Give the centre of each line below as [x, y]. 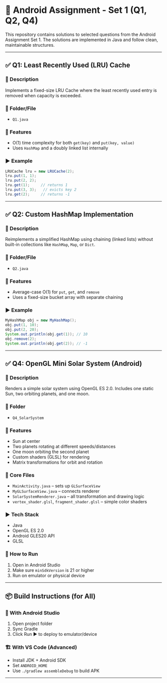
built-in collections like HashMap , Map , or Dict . [50, 245]
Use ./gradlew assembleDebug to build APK [56, 671]
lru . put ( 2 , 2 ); [21, 181]
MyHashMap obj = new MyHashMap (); [41, 320]
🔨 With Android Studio [33, 613]
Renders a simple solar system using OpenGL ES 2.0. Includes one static [80, 389]
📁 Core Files [20, 475]
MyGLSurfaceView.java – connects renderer [56, 491]
